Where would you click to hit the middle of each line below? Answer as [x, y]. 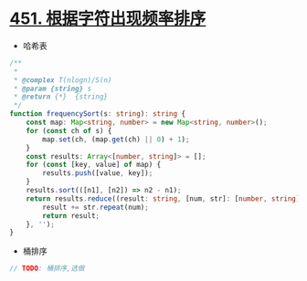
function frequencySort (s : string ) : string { [97, 114]
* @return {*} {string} [60, 97]
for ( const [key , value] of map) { [94, 165]
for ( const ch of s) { [69, 130]
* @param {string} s [53, 88]
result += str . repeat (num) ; [95, 207]
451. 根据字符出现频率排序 [108, 19]
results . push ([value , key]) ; [98, 173]
